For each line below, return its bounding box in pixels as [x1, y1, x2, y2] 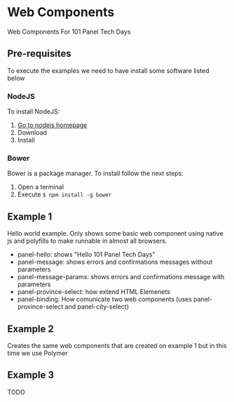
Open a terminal [17, 183, 64, 192]
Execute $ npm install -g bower [17, 190, 112, 199]
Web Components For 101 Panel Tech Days [7, 27, 131, 36]
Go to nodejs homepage [17, 121, 88, 130]
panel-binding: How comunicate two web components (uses [17, 295, 193, 304]
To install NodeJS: [7, 107, 60, 116]
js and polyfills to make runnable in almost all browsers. [7, 236, 167, 246]
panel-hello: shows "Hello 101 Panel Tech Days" [17, 250, 156, 259]
